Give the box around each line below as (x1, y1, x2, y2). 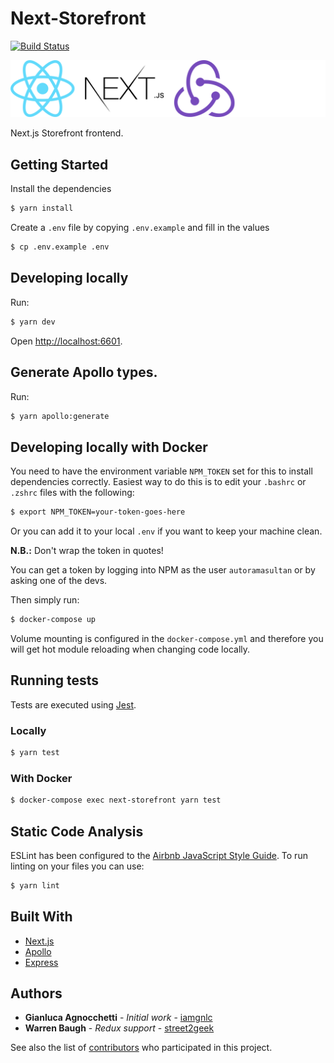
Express (24, 956, 59, 968)
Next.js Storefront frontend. (10, 127, 124, 139)
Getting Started (10, 156, 109, 173)
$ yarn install (10, 203, 74, 214)
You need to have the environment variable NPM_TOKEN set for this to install (10, 465, 313, 477)
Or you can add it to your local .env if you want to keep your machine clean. (10, 525, 323, 537)
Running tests (10, 672, 100, 689)
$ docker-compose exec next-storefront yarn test (10, 795, 222, 806)
